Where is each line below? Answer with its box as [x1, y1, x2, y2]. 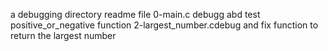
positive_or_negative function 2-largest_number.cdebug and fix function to [10, 19, 319, 31]
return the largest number [10, 30, 117, 41]
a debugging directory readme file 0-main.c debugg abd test [10, 9, 261, 20]
